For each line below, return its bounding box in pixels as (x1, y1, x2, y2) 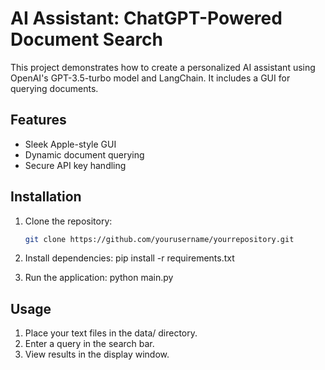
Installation (10, 188, 82, 206)
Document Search (10, 28, 164, 51)
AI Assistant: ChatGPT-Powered (10, 7, 283, 30)
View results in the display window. (24, 348, 170, 361)
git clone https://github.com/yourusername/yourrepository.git (24, 234, 295, 244)
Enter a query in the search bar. (24, 338, 155, 350)
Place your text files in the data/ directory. (24, 327, 198, 339)
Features (10, 112, 67, 129)
